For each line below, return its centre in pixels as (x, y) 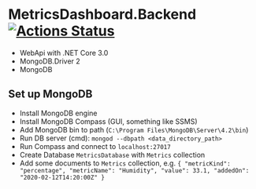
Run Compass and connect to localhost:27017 (95, 146)
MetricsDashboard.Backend (102, 15)
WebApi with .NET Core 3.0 (64, 53)
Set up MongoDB (50, 94)
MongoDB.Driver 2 (50, 61)
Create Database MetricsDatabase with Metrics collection (112, 154)
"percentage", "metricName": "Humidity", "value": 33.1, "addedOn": (134, 170)
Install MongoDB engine (58, 113)
